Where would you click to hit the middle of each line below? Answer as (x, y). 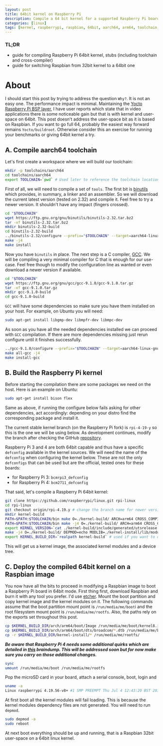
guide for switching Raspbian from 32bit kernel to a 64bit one (73, 66)
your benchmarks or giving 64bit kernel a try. (50, 135)
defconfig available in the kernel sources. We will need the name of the (76, 452)
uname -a (14, 686)
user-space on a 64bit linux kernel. (40, 738)
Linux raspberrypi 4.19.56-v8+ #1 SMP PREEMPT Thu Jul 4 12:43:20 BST (78, 691)
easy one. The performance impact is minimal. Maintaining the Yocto (74, 104)
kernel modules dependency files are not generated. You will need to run (78, 705)
